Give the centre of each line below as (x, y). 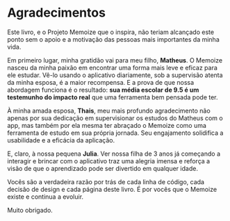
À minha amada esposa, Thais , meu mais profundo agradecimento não (109, 110)
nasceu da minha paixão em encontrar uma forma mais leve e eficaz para (112, 67)
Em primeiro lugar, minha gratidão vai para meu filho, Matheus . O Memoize (115, 60)
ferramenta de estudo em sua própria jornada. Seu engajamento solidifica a (115, 133)
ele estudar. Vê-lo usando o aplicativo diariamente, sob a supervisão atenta (115, 75)
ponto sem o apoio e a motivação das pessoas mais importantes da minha (114, 39)
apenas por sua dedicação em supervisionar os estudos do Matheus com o (115, 118)
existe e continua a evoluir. (46, 197)
